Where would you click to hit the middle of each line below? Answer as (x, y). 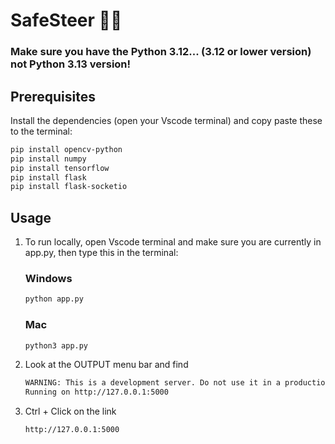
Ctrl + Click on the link (70, 411)
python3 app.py (56, 345)
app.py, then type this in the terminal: (101, 253)
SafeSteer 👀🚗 (66, 20)
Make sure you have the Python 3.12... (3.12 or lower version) (161, 52)
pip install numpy (48, 159)
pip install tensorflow (60, 168)
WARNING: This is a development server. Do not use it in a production (177, 383)
